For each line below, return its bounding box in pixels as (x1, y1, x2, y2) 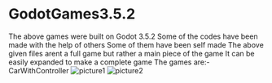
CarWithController (8, 65, 69, 75)
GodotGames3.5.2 (8, 5, 136, 23)
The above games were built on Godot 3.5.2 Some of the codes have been (8, 31, 258, 41)
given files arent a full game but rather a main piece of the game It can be (8, 48, 255, 58)
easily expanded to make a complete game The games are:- (8, 57, 210, 67)
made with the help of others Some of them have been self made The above (8, 39, 265, 49)
